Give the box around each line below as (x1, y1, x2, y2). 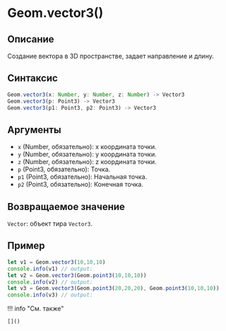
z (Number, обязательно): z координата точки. (17, 158, 157, 166)
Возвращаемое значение (7, 200, 126, 213)
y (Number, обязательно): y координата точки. (17, 150, 157, 158)
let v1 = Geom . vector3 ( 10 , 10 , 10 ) (7, 258, 106, 266)
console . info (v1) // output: (7, 265, 93, 272)
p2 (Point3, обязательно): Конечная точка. (17, 180, 143, 189)
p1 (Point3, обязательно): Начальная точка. (17, 173, 148, 181)
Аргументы (7, 124, 61, 136)
